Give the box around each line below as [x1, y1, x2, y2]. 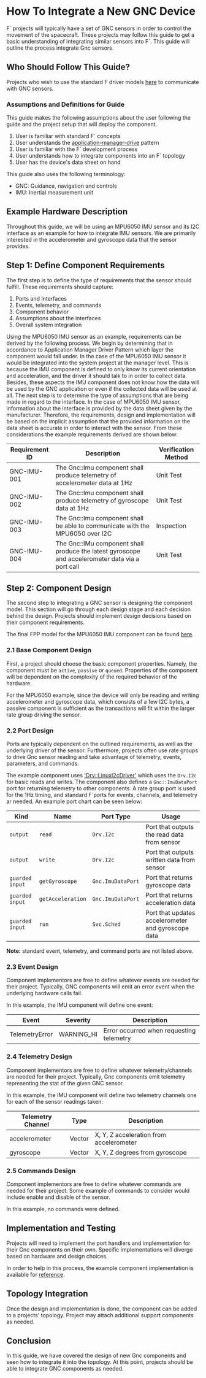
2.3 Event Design [6, 963, 58, 971]
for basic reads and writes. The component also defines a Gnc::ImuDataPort [6, 778, 198, 786]
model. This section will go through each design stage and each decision [6, 606, 191, 613]
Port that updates [145, 909, 196, 917]
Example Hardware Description [6, 207, 128, 217]
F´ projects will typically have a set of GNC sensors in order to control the [6, 25, 192, 32]
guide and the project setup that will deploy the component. [6, 121, 158, 128]
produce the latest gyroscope [55, 547, 141, 555]
